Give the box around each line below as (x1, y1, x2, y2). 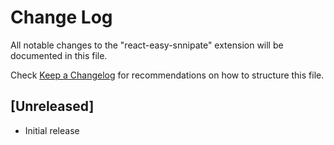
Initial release (24, 124, 80, 136)
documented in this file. (10, 49, 108, 61)
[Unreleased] (10, 98, 95, 115)
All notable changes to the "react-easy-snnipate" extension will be (10, 39, 284, 51)
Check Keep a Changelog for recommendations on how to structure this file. (10, 69, 325, 81)
